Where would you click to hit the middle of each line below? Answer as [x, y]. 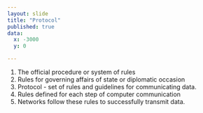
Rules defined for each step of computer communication [99, 94]
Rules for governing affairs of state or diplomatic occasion [101, 80]
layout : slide [28, 14]
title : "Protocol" [34, 20]
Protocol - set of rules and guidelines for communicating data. [107, 87]
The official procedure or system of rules [76, 72]
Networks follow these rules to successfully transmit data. [101, 101]
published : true [31, 27]
